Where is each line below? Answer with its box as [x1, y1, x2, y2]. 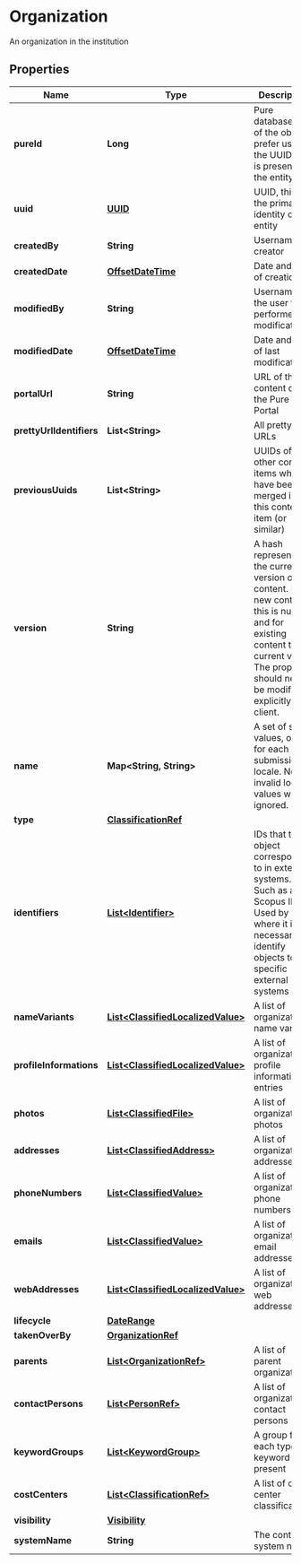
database [254, 115, 294, 127]
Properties [9, 62, 70, 77]
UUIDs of [254, 444, 293, 456]
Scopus [254, 895, 287, 908]
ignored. [254, 798, 289, 811]
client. [254, 706, 279, 718]
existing [254, 627, 287, 639]
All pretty [254, 419, 293, 431]
